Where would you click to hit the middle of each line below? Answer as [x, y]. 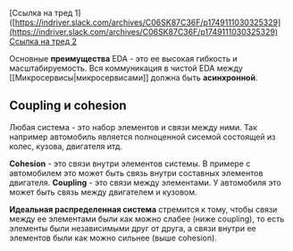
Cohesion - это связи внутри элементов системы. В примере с [130, 163]
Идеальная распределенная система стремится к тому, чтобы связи [143, 209]
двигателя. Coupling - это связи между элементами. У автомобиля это [145, 182]
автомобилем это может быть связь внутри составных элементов [136, 172]
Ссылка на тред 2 [43, 41]
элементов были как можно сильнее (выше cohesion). [113, 238]
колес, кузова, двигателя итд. [66, 146]
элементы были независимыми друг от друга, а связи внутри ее [133, 228]
